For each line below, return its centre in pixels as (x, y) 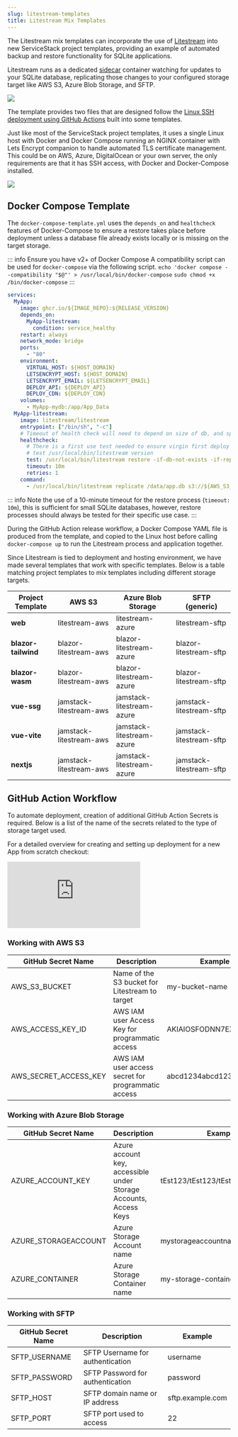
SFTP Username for (116, 1353)
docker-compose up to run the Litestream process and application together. (115, 544)
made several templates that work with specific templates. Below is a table (116, 565)
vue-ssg (26, 706)
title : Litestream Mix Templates (57, 21)
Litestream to (135, 991)
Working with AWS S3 (46, 943)
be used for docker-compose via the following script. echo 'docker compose (114, 267)
